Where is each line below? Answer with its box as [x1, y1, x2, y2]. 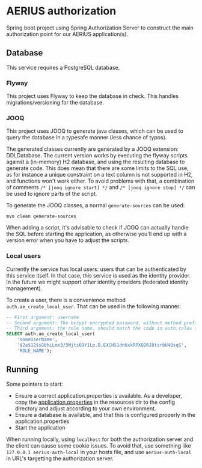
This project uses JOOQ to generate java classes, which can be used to [6, 127, 183, 135]
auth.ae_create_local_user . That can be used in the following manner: [6, 302, 182, 310]
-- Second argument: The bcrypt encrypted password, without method [6, 320, 182, 326]
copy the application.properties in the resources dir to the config [14, 398, 176, 406]
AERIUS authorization [6, 4, 117, 18]
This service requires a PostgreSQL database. [6, 64, 120, 71]
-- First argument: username [6, 314, 79, 320]
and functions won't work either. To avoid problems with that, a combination [6, 177, 195, 184]
